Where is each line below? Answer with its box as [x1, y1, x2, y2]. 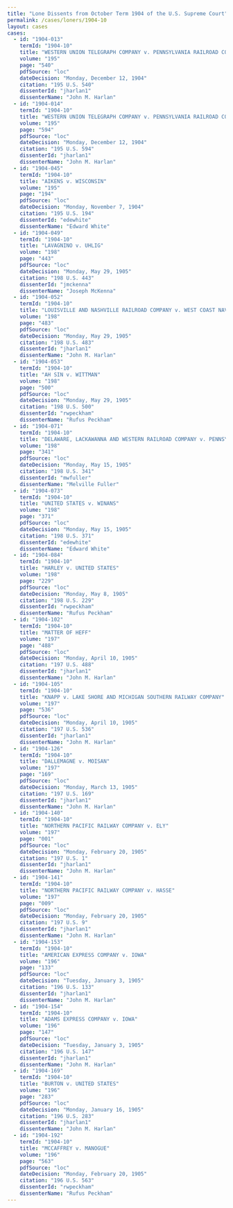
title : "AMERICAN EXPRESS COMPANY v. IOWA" [19, 951, 148, 958]
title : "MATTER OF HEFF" [19, 629, 92, 636]
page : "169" [19, 771, 54, 778]
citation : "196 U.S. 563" [19, 1177, 95, 1184]
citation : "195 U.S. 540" [19, 81, 95, 88]
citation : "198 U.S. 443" [19, 275, 95, 282]
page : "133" [19, 965, 54, 972]
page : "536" [19, 707, 54, 714]
